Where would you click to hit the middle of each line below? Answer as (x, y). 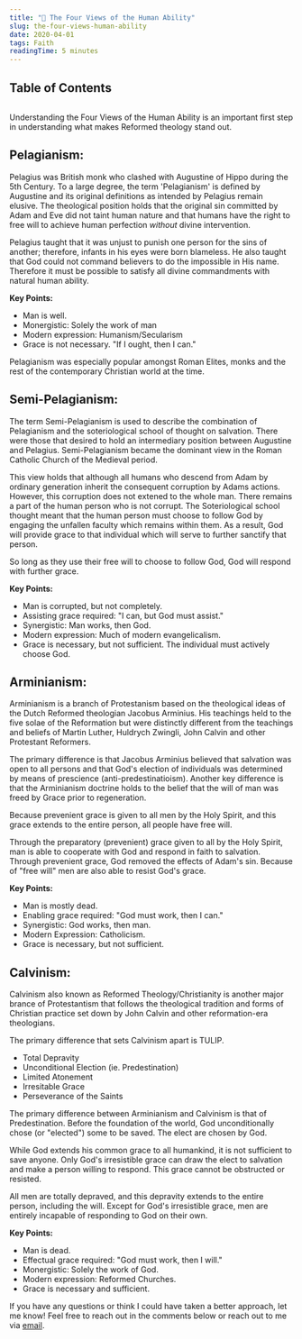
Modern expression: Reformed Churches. (99, 1280)
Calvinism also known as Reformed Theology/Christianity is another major (146, 994)
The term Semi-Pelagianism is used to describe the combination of (133, 421)
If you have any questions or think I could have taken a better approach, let (148, 1307)
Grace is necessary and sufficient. (86, 1289)
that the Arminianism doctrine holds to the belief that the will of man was (144, 788)
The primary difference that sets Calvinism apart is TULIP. (117, 1041)
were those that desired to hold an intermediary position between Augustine (151, 440)
